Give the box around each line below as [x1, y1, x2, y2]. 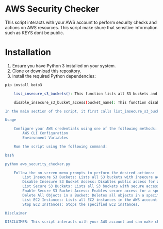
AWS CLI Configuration [22, 131, 68, 136]
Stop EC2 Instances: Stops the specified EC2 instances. [22, 202, 140, 207]
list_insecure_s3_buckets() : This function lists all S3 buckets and [14, 91, 158, 96]
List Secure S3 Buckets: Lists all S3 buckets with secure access [22, 184, 160, 189]
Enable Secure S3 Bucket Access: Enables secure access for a [22, 188, 151, 193]
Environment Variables [22, 135, 68, 140]
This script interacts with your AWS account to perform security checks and [5, 19, 157, 25]
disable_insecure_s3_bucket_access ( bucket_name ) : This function [14, 100, 147, 105]
